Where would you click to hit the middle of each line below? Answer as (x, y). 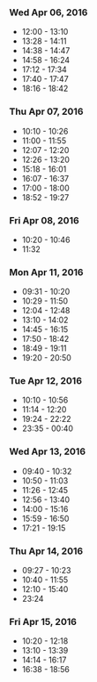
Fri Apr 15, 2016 (43, 622)
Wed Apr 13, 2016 (48, 451)
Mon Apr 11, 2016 (46, 272)
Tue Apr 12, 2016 (45, 381)
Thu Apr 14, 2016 (46, 551)
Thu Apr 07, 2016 (46, 111)
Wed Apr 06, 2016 (48, 12)
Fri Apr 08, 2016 (44, 220)
